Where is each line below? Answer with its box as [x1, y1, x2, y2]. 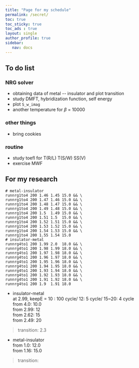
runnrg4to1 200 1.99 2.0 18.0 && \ [5, 241, 82, 247]
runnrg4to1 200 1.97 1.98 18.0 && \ [5, 250, 82, 256]
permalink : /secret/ [5, 12, 49, 17]
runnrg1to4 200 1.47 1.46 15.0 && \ [5, 197, 82, 202]
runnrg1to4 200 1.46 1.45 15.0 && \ [5, 193, 82, 198]
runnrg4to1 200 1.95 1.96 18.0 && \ [5, 259, 82, 264]
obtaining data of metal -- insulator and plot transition [12, 91, 125, 97]
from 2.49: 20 [12, 317, 42, 323]
